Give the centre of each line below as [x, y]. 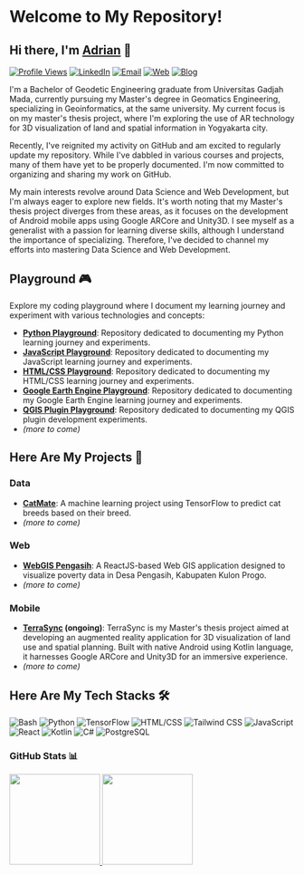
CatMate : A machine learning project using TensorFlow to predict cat [152, 503]
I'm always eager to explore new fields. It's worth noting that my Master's [146, 202]
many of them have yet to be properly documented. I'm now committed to [147, 164]
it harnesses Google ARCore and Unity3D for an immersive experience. [155, 657]
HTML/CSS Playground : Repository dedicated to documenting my [146, 371]
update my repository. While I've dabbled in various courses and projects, [147, 155]
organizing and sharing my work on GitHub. [90, 174]
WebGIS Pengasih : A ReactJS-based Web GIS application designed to [154, 565]
